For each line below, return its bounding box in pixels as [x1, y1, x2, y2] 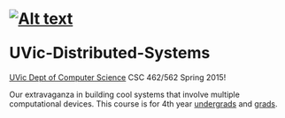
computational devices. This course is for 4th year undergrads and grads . [9, 98, 278, 109]
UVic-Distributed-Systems [9, 43, 211, 63]
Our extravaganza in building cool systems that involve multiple [9, 89, 241, 100]
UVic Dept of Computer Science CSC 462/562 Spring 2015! [9, 71, 227, 83]
